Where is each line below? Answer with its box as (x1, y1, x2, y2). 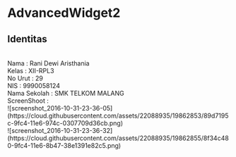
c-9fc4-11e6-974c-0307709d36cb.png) (7, 119, 124, 127)
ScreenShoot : (7, 96, 49, 105)
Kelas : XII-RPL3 (7, 67, 54, 75)
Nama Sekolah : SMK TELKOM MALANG (7, 89, 125, 97)
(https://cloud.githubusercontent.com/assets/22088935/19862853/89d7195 (7, 111, 229, 120)
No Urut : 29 (7, 74, 44, 82)
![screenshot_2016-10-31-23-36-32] (7, 127, 113, 134)
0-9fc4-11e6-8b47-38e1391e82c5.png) (7, 142, 122, 149)
